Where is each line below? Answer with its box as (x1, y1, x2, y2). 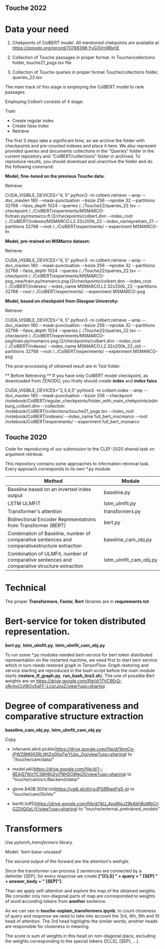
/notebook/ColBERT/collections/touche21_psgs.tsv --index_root (5, 408, 134, 414)
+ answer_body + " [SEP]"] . (5, 878, 63, 884)
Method (44, 478, 63, 485)
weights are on (5, 678, 35, 684)
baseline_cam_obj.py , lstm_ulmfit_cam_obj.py (5, 727, 102, 733)
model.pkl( (12, 766, 34, 772)
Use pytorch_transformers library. (5, 839, 74, 845)
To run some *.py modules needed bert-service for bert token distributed (5, 652, 153, 658)
